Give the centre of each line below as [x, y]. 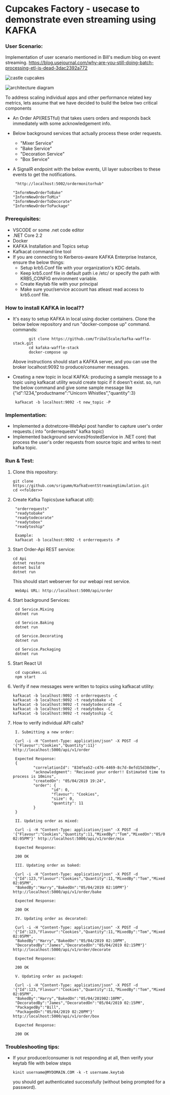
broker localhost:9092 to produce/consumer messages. [71, 367]
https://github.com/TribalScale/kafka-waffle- [101, 339]
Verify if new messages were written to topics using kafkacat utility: [83, 686]
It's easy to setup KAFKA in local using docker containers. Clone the [84, 319]
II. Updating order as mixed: [47, 821]
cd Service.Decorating [39, 636]
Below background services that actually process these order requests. [87, 133]
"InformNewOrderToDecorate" [42, 202]
